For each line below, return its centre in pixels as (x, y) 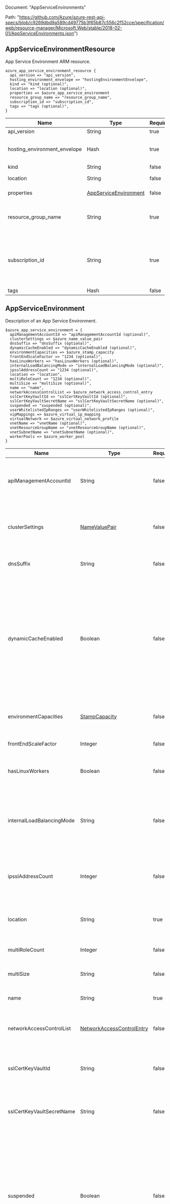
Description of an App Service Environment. (51, 321)
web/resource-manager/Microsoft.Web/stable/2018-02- (64, 28)
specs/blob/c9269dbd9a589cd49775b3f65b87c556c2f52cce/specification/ (85, 23)
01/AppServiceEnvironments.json (40, 33)
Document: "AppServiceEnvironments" (46, 7)
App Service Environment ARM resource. (48, 61)
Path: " (12, 17)
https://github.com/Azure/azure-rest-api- (62, 17)
